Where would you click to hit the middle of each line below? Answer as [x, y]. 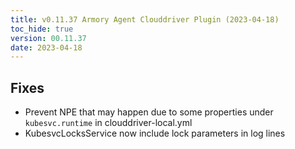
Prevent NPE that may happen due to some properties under [149, 112]
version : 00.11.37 [48, 38]
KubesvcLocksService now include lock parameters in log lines [155, 133]
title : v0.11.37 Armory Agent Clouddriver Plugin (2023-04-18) [145, 19]
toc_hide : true [42, 29]
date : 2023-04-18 [46, 47]
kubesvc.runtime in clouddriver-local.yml [108, 123]
